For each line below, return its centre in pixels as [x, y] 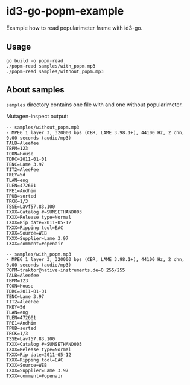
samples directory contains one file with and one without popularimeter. [94, 105]
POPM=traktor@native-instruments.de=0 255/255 [66, 270]
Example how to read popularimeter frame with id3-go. [74, 28]
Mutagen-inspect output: [37, 116]
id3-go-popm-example [65, 11]
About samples [35, 90]
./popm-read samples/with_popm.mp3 [51, 66]
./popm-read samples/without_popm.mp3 [55, 71]
